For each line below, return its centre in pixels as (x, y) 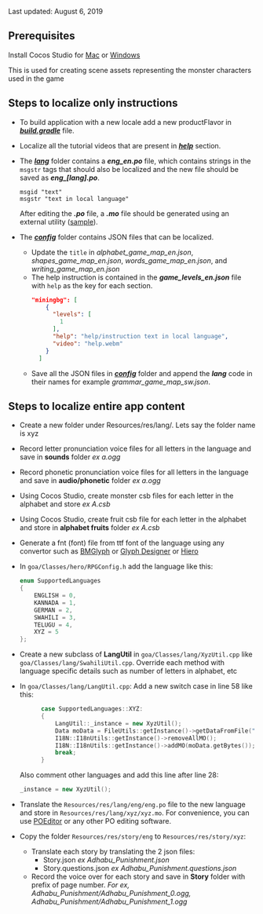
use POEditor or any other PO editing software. (95, 821)
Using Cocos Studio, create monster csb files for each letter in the (126, 496)
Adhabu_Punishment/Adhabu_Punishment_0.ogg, (111, 894)
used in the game (36, 79)
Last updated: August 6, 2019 (56, 11)
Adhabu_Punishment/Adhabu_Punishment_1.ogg (109, 901)
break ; (66, 753)
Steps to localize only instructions (93, 103)
